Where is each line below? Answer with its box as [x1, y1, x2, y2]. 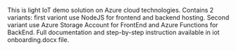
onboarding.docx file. [7, 36, 69, 44]
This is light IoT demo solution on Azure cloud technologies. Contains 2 [7, 6, 214, 14]
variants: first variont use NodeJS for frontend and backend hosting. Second [7, 13, 230, 22]
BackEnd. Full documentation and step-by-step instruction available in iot [7, 28, 220, 36]
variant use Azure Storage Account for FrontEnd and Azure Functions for [7, 21, 218, 29]
